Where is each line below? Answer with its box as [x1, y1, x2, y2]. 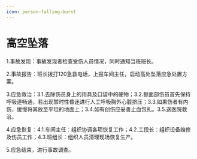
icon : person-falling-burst [6, 8, 77, 15]
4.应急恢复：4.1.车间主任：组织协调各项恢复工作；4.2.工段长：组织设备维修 [6, 125, 191, 133]
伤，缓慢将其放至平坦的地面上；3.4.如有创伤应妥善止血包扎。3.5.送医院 [6, 106, 183, 113]
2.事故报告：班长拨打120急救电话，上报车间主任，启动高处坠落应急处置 [6, 70, 183, 77]
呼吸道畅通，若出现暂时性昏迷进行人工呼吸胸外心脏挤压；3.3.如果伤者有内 [6, 98, 189, 105]
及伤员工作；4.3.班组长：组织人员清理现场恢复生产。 [6, 133, 137, 140]
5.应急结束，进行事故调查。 [6, 146, 74, 153]
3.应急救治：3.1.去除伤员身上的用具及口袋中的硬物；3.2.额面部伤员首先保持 [6, 91, 191, 98]
